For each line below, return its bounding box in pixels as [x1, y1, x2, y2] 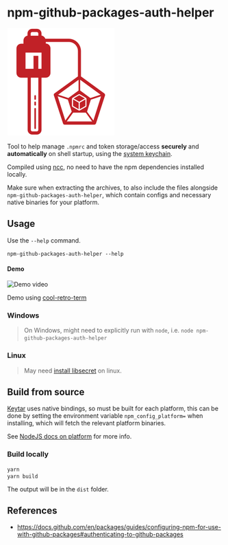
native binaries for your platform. [7, 198, 100, 206]
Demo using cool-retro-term [7, 293, 87, 302]
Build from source [7, 386, 85, 398]
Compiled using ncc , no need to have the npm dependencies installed [7, 163, 204, 171]
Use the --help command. [7, 236, 81, 245]
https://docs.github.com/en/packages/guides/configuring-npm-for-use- [16, 523, 221, 531]
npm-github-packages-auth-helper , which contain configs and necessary [7, 190, 212, 199]
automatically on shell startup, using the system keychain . [7, 149, 173, 157]
